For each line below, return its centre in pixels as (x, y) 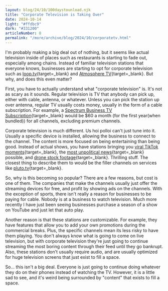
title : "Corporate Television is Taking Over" (55, 15)
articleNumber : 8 (23, 33)
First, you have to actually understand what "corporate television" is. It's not (84, 89)
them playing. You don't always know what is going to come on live (74, 236)
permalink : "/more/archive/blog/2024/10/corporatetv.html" (68, 38)
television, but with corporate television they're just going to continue (77, 241)
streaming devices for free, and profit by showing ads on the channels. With (83, 188)
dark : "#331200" (22, 29)
